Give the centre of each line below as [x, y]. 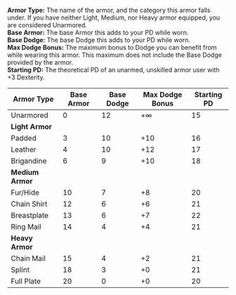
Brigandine [29, 161]
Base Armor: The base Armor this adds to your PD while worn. [98, 32]
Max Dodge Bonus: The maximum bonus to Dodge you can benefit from [112, 47]
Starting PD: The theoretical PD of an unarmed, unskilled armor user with [113, 70]
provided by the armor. [40, 62]
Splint [20, 270]
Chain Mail [28, 258]
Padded [24, 138]
